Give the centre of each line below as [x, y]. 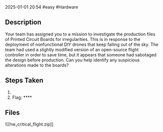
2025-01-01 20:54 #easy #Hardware [42, 7]
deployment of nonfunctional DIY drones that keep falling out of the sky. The [82, 44]
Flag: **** [22, 97]
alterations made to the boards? [37, 65]
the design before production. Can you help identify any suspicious [72, 60]
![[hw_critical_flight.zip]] [29, 124]
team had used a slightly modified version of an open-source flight [72, 49]
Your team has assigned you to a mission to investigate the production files [80, 34]
